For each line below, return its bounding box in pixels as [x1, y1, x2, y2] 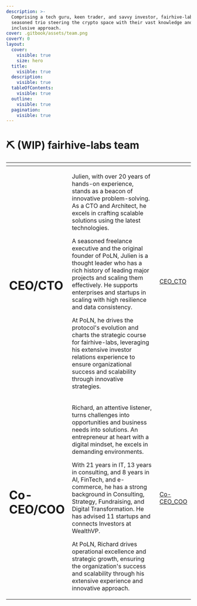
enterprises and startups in [72, 288, 147, 297]
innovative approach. [72, 584, 130, 592]
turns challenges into [72, 411, 130, 419]
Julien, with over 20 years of [72, 173, 151, 181]
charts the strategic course [72, 331, 147, 339]
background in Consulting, [72, 490, 145, 499]
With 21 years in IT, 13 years [72, 461, 152, 469]
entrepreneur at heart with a [72, 433, 150, 441]
